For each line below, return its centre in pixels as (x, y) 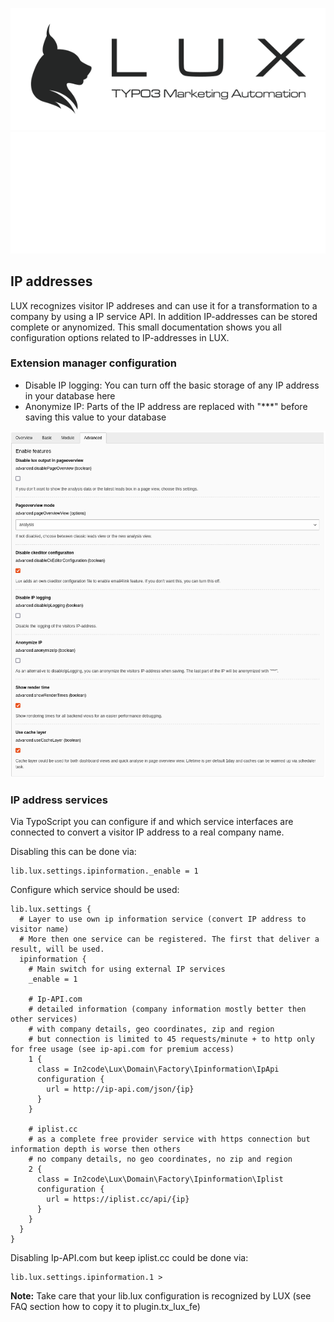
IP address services (59, 800)
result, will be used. (57, 949)
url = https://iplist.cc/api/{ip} (118, 1199)
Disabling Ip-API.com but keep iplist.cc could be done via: (129, 1257)
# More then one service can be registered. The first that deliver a (169, 939)
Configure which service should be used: (95, 889)
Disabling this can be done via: (73, 851)
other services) (44, 1019)
